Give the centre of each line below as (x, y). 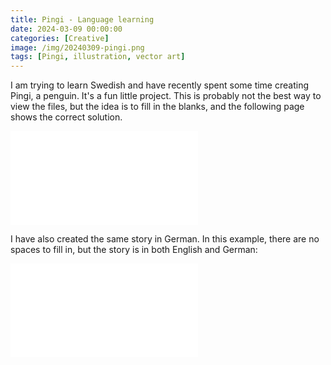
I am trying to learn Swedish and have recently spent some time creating (159, 85)
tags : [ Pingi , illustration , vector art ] (98, 57)
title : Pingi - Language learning (82, 19)
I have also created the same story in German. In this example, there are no (165, 239)
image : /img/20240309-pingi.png (77, 47)
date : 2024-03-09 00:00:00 (66, 29)
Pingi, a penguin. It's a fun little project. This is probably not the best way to (166, 96)
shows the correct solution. (66, 117)
